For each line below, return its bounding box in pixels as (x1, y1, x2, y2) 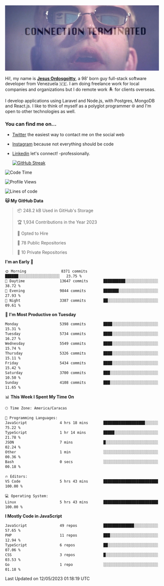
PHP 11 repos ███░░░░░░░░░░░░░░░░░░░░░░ (5, 533, 159, 538)
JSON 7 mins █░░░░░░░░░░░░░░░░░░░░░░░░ (5, 440, 159, 445)
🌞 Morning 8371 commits (5, 269, 88, 274)
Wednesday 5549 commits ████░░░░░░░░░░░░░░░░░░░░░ (5, 341, 159, 346)
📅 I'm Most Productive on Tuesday (5, 312, 77, 318)
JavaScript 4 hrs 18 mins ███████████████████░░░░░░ (5, 421, 159, 425)
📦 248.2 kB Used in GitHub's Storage (17, 208, 94, 214)
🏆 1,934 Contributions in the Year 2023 (17, 219, 98, 225)
